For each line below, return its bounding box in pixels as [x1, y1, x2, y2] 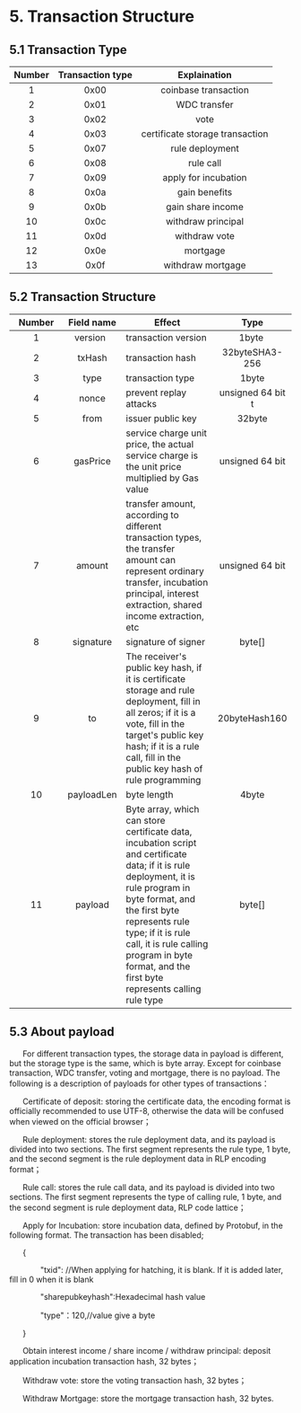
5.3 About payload [9, 1024, 115, 1039]
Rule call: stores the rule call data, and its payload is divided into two [21, 1181, 275, 1192]
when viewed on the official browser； [9, 1116, 151, 1126]
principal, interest [125, 587, 200, 599]
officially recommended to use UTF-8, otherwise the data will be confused [9, 1105, 284, 1116]
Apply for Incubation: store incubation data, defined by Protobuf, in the [21, 1220, 284, 1231]
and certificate [125, 847, 187, 860]
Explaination [177, 69, 233, 81]
